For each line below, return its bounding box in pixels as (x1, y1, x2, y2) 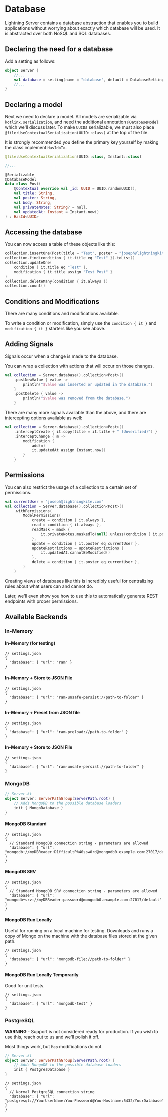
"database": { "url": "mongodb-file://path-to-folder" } (9, 957, 131, 962)
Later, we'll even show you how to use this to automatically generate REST (5, 593, 158, 599)
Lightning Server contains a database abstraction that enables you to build (5, 20, 159, 26)
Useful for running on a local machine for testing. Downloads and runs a (5, 928, 153, 934)
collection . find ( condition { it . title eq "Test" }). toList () (5, 256, 135, 261)
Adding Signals (5, 340, 54, 348)
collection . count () (5, 283, 46, 288)
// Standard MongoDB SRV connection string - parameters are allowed (9, 889, 157, 894)
